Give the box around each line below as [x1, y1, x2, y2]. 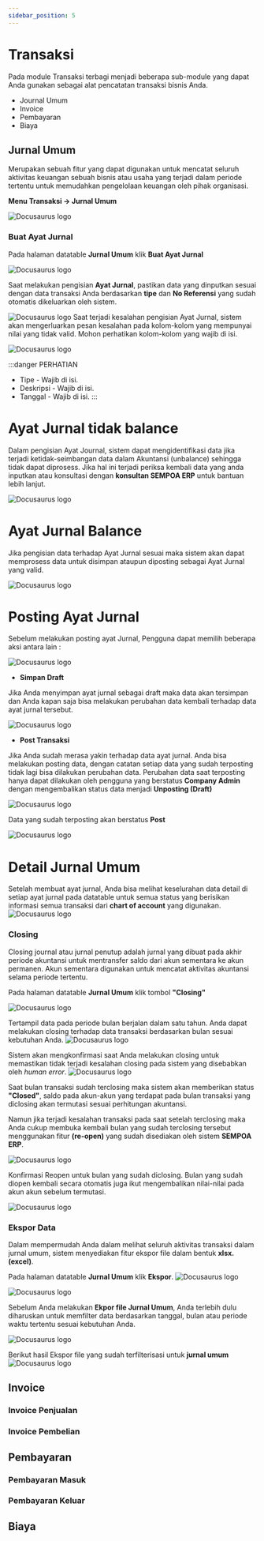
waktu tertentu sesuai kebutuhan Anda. [8, 1320, 136, 1329]
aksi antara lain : [8, 642, 61, 652]
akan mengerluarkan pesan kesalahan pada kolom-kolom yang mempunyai [8, 321, 252, 330]
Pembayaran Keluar [8, 1495, 85, 1506]
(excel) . [8, 1257, 34, 1266]
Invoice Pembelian [8, 1426, 80, 1438]
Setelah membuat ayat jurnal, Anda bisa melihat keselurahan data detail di [8, 884, 248, 893]
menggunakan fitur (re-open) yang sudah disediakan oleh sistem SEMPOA [8, 1131, 252, 1141]
